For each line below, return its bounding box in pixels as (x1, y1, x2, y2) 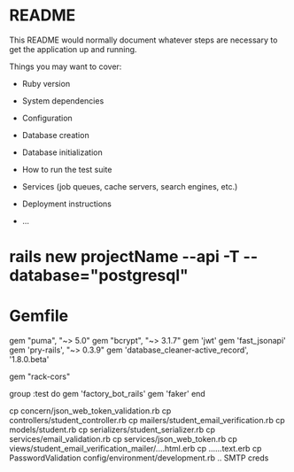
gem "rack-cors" (9, 371, 71, 382)
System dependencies (21, 95, 104, 106)
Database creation (21, 129, 90, 140)
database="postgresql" (9, 266, 189, 286)
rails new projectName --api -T (9, 247, 240, 267)
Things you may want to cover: (9, 61, 122, 72)
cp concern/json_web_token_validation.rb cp (9, 406, 172, 416)
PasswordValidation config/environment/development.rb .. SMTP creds (9, 453, 269, 463)
